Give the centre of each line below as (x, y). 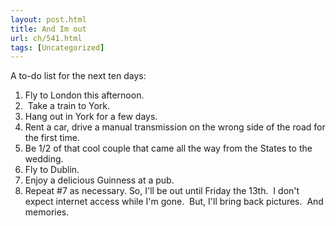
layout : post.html (48, 19)
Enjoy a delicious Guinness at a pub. (99, 180)
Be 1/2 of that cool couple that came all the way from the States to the (168, 148)
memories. (47, 212)
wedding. (44, 159)
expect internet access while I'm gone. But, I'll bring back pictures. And (174, 202)
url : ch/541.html (46, 38)
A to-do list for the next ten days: (78, 76)
